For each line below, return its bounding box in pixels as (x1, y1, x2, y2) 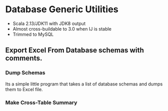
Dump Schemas (5, 69, 45, 76)
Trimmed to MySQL (12, 31, 54, 37)
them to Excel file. (5, 86, 43, 92)
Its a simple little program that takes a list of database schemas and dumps (5, 80, 163, 87)
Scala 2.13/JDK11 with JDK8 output (12, 20, 86, 26)
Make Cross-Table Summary (5, 99, 78, 106)
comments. (5, 54, 42, 63)
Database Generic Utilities (5, 4, 119, 15)
